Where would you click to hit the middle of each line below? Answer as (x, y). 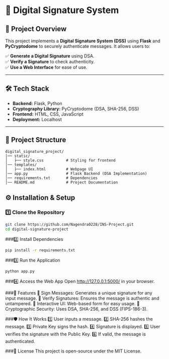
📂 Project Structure (36, 140)
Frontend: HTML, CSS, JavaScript (48, 114)
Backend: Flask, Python (37, 103)
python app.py (20, 271)
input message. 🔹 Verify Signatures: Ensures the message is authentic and (82, 298)
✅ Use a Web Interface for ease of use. (46, 67)
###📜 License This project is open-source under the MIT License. (73, 351)
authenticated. (20, 341)
